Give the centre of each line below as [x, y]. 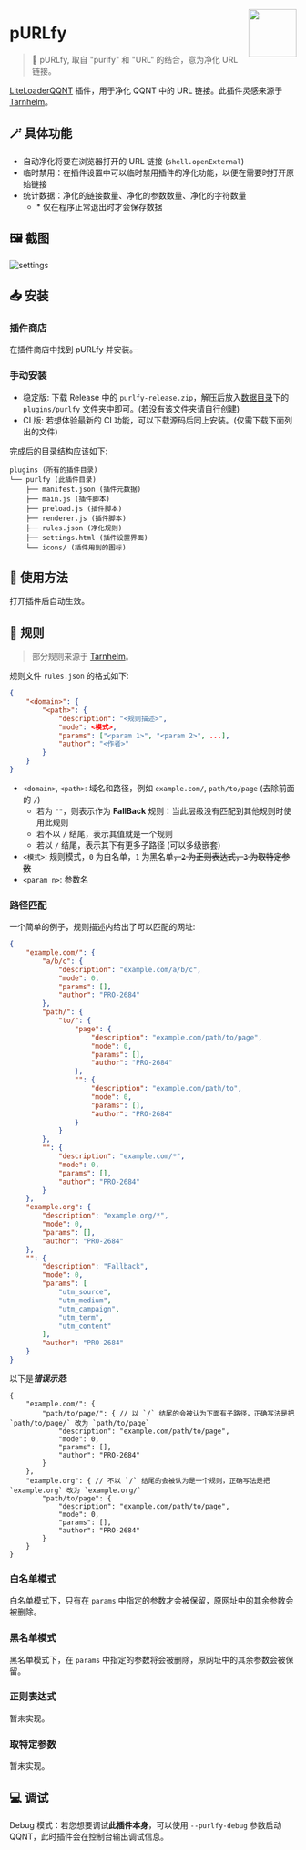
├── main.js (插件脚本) [68, 499]
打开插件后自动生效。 [49, 601]
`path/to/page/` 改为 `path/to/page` [80, 1423]
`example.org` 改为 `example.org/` [76, 1490]
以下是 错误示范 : [39, 1378]
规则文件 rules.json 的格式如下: [69, 676]
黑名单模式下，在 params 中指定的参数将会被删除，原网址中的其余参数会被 [148, 1659]
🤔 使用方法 [39, 577]
